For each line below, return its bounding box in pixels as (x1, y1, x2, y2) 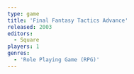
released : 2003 (7, 23, 52, 30)
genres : (7, 50, 30, 57)
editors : (7, 30, 33, 37)
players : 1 (7, 43, 40, 50)
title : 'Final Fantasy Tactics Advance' (7, 17, 129, 24)
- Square (13, 37, 40, 44)
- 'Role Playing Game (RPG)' (13, 56, 100, 63)
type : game (7, 10, 40, 18)
